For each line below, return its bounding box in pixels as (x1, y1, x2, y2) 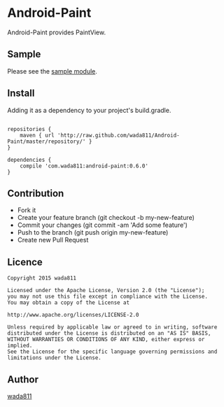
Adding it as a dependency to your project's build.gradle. (7, 106, 171, 114)
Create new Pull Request (17, 236, 89, 244)
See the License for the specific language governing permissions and (7, 348, 218, 355)
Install (7, 88, 35, 99)
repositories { (7, 125, 52, 132)
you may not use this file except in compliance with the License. (7, 293, 209, 301)
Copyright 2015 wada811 (7, 275, 77, 282)
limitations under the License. (7, 354, 101, 361)
